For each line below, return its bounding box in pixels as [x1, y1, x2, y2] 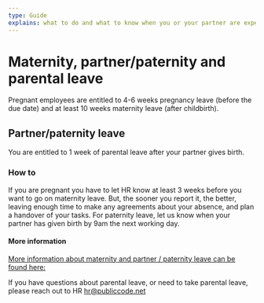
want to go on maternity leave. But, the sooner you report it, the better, [8, 194, 237, 203]
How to [8, 167, 36, 178]
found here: [8, 262, 46, 272]
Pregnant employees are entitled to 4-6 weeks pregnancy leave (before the [8, 95, 252, 105]
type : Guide [8, 11, 47, 20]
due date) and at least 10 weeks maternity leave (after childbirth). [8, 104, 219, 113]
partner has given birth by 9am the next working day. [8, 218, 180, 228]
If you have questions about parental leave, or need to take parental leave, [8, 277, 249, 287]
